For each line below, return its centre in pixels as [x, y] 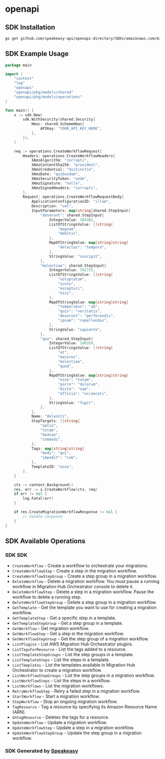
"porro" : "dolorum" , [79, 385]
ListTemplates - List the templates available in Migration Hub [74, 665]
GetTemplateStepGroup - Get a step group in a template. [68, 623]
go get [12, 38]
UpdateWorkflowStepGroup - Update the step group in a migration [77, 733]
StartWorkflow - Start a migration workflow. [56, 697]
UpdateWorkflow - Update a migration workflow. [60, 723]
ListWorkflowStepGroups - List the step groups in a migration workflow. [83, 675]
